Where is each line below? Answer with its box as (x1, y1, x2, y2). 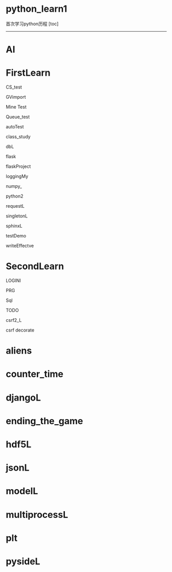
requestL (6, 203, 25, 209)
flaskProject (6, 163, 31, 169)
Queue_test (6, 114, 30, 120)
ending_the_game (6, 415, 83, 427)
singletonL (6, 213, 28, 219)
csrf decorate (6, 327, 35, 333)
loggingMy (6, 173, 29, 180)
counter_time (6, 368, 63, 380)
